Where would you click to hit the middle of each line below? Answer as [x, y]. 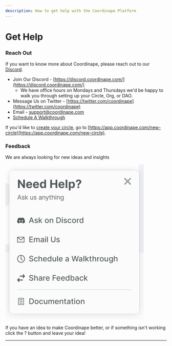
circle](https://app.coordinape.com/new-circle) [55, 133]
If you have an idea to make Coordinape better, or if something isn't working [85, 328]
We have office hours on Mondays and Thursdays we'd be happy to [92, 90]
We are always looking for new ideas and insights [57, 157]
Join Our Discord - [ [34, 79]
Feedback [18, 146]
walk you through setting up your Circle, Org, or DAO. [77, 96]
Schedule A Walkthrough [39, 117]
